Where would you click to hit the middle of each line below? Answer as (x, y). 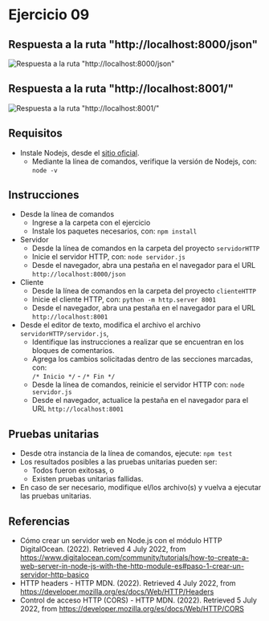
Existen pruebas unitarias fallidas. (88, 479)
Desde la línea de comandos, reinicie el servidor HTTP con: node (138, 385)
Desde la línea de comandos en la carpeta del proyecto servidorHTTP (146, 248)
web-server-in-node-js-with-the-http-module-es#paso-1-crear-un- (132, 566)
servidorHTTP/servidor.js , (64, 334)
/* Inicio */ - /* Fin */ (73, 376)
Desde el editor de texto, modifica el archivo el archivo (110, 325)
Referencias (39, 521)
